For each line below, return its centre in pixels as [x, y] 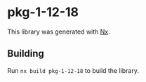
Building [26, 54]
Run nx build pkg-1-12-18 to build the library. [73, 70]
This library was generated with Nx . [59, 32]
